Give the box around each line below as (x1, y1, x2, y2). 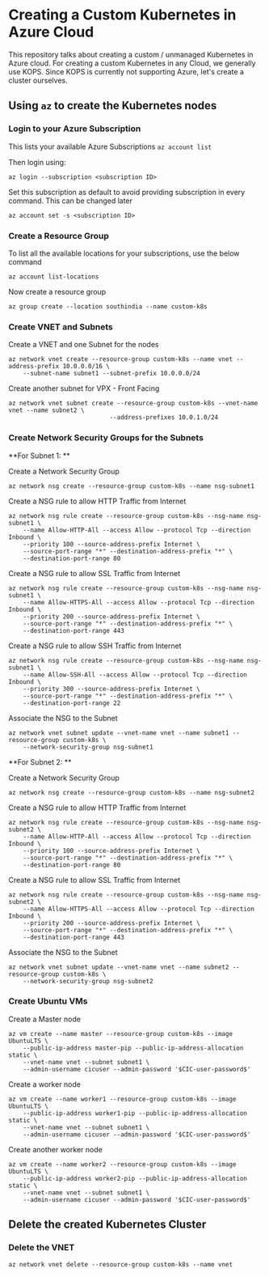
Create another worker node (8, 1144, 103, 1154)
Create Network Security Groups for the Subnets (8, 432, 204, 443)
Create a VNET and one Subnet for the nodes (8, 340, 159, 350)
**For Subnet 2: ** (8, 757, 72, 766)
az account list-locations (8, 273, 99, 281)
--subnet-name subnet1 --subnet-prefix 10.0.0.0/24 (23, 370, 200, 378)
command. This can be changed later (8, 196, 133, 206)
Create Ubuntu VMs (8, 995, 88, 1007)
